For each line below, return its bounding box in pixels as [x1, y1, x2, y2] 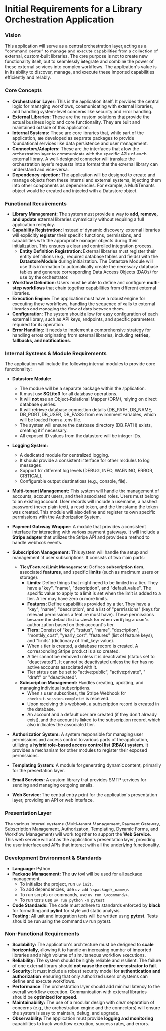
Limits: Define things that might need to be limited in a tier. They [27, 580, 158, 586]
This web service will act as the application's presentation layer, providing [5, 836, 156, 842]
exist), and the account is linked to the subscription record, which [27, 717, 161, 722]
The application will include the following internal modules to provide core [5, 361, 156, 367]
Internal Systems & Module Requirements [5, 350, 107, 357]
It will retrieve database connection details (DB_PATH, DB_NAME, [19, 407, 153, 412]
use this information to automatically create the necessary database [19, 264, 158, 270]
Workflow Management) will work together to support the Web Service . [5, 831, 152, 837]
